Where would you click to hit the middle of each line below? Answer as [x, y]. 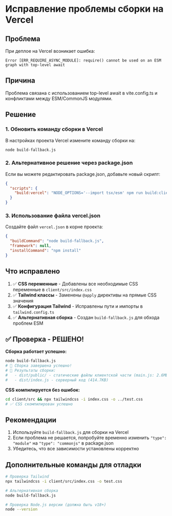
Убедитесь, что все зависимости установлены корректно [76, 449]
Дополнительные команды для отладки [73, 465]
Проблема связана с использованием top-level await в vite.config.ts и [81, 93]
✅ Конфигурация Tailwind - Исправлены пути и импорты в [78, 306]
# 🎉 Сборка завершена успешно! [39, 366]
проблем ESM [28, 323]
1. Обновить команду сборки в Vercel [54, 129]
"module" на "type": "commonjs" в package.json [63, 443]
